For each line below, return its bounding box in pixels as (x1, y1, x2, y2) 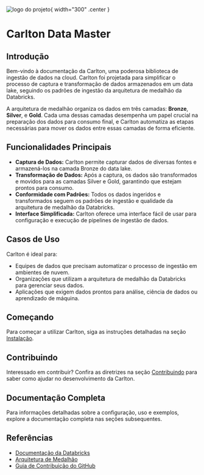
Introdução (6, 51, 49, 62)
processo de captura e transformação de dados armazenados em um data (6, 80, 193, 88)
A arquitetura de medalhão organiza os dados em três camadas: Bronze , (6, 105, 189, 112)
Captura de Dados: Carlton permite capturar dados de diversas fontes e (15, 158, 197, 166)
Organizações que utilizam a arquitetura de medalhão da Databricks (15, 275, 186, 283)
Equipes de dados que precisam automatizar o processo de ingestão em (15, 262, 197, 269)
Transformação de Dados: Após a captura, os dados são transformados (15, 171, 197, 178)
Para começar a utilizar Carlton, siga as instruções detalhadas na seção (6, 328, 186, 336)
